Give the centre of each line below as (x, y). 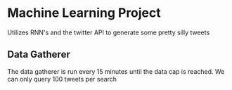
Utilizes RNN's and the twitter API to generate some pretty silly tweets (109, 32)
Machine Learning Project (84, 13)
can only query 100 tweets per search (62, 79)
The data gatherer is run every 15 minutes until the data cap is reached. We (116, 71)
